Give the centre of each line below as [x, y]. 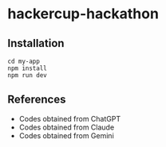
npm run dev [27, 75]
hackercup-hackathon [83, 14]
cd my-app [24, 61]
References [37, 100]
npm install [27, 68]
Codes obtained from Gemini [67, 135]
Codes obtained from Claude [67, 127]
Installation [36, 43]
